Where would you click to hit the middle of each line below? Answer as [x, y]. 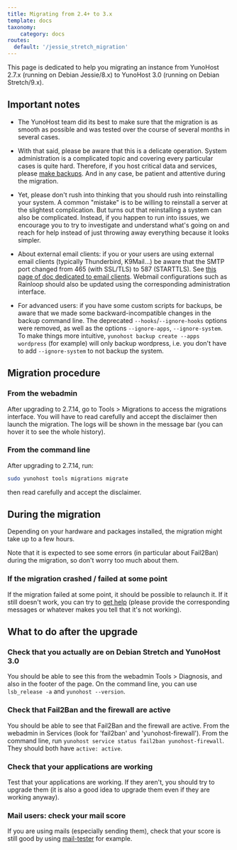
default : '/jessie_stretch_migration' [71, 47]
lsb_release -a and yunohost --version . [66, 691]
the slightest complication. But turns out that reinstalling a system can [120, 210]
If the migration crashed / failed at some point [88, 579]
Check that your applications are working [80, 767]
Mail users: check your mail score [67, 815]
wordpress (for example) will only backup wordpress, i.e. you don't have [122, 343]
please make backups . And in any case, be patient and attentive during [121, 173]
